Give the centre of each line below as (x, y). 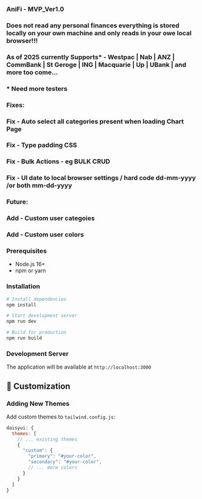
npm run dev (21, 322)
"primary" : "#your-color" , (62, 456)
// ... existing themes (47, 439)
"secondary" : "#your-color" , (65, 462)
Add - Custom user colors (45, 235)
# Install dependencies (37, 299)
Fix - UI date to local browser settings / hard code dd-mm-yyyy (101, 178)
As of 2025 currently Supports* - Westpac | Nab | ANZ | (91, 57)
